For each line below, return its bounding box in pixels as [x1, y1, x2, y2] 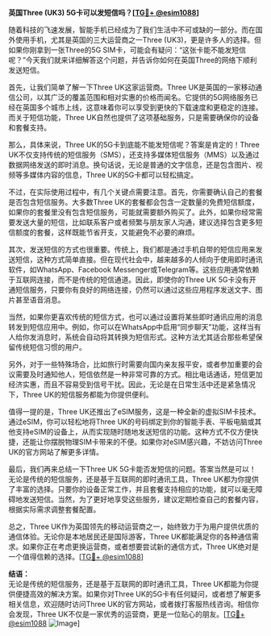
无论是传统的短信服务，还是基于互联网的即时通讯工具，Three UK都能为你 [8, 580, 252, 588]
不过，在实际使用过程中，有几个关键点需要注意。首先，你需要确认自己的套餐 [8, 187, 263, 197]
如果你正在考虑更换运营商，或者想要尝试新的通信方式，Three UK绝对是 [22, 542, 260, 551]
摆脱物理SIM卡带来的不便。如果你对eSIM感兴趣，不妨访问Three [50, 437, 263, 447]
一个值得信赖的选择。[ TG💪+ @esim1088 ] [8, 552, 144, 561]
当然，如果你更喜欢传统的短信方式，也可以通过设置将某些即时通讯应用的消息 [8, 312, 263, 322]
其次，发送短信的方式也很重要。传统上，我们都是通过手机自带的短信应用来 [8, 245, 256, 254]
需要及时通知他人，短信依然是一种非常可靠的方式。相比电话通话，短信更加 [15, 370, 263, 379]
